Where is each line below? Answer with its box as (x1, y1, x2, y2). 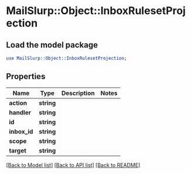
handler (9, 108, 31, 117)
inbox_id (9, 127, 33, 135)
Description (61, 89, 95, 97)
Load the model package (6, 40, 98, 50)
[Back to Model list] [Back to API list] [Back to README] (6, 161, 141, 168)
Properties (6, 71, 46, 81)
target (9, 146, 26, 155)
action (9, 98, 28, 107)
